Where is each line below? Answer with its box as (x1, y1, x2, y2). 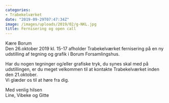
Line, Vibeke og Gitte (5, 92, 49, 98)
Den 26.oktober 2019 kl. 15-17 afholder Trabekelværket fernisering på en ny (5, 46, 164, 52)
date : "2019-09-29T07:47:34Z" (5, 17, 70, 22)
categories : (5, 7, 31, 13)
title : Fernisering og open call (5, 26, 76, 31)
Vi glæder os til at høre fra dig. (5, 77, 69, 83)
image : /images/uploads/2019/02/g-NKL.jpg (5, 21, 97, 27)
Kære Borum (5, 40, 32, 46)
